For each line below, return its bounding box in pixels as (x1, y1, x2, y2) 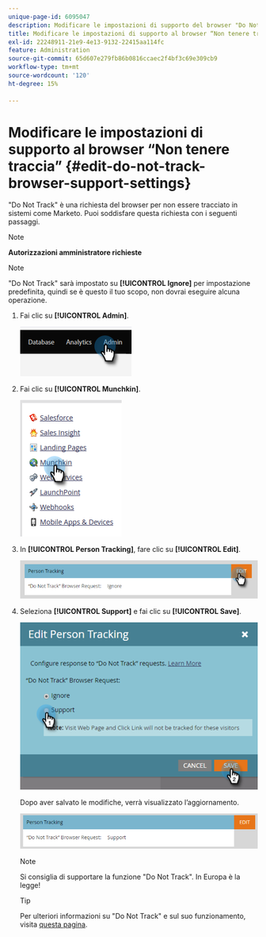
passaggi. (8, 217, 40, 226)
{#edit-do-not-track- (65, 157, 206, 175)
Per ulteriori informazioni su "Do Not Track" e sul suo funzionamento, (19, 911, 246, 920)
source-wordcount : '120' (8, 71, 90, 79)
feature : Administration (8, 46, 90, 55)
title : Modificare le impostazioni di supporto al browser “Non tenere (8, 29, 249, 37)
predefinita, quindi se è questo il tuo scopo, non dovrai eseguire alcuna (8, 287, 240, 297)
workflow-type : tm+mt (8, 64, 80, 71)
